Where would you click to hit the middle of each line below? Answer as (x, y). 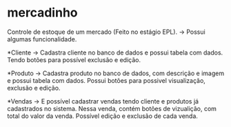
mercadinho (42, 13)
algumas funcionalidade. (42, 39)
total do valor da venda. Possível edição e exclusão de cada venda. (103, 116)
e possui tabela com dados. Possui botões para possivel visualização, (106, 80)
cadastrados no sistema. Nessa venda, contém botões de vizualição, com (112, 108)
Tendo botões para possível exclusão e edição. (74, 59)
